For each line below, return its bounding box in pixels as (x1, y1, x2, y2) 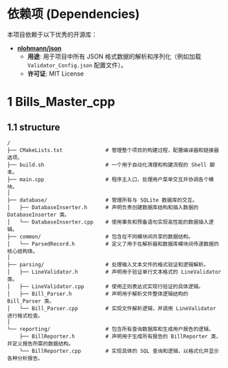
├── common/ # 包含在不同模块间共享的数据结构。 (7, 233, 194, 240)
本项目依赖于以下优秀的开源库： (7, 30, 98, 39)
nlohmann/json (16, 44, 62, 52)
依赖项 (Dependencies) (7, 6, 140, 22)
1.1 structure (7, 121, 60, 133)
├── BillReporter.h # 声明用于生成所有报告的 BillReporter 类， (19, 333, 222, 340)
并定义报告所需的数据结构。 (7, 340, 74, 347)
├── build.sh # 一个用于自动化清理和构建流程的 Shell (7, 161, 207, 169)
